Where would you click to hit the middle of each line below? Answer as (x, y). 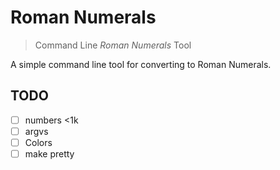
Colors (38, 142)
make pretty (49, 153)
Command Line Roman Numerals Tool (113, 45)
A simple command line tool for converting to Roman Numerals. (141, 64)
